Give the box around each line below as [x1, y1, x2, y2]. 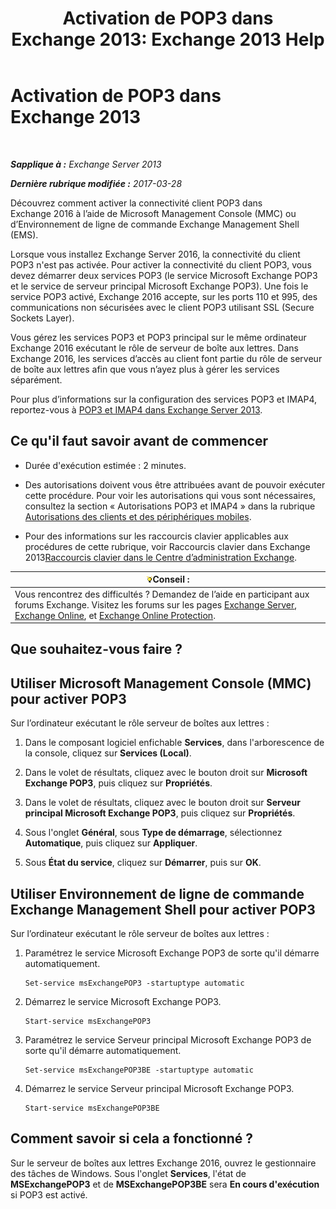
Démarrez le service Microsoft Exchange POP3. [24, 996, 222, 1008]
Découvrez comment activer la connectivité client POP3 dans [10, 197, 263, 209]
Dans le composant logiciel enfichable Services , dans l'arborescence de [24, 737, 325, 749]
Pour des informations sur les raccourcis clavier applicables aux [24, 530, 290, 542]
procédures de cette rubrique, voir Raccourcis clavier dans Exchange [24, 540, 311, 552]
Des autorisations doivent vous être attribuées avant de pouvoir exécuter [24, 478, 326, 491]
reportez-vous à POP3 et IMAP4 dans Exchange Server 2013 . [10, 403, 263, 416]
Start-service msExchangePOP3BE [24, 1103, 160, 1114]
